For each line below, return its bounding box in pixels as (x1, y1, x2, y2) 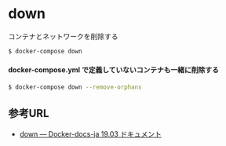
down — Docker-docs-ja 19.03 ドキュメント (19, 129, 162, 138)
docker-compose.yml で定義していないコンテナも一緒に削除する (8, 65, 220, 75)
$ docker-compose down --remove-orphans (8, 83, 143, 91)
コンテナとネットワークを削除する (8, 31, 118, 41)
